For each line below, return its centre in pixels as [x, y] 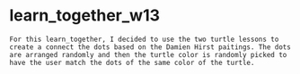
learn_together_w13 [84, 16]
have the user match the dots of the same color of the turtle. [132, 62]
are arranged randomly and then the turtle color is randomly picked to [148, 54]
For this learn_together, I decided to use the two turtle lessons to [144, 39]
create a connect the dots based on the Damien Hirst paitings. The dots [150, 47]
